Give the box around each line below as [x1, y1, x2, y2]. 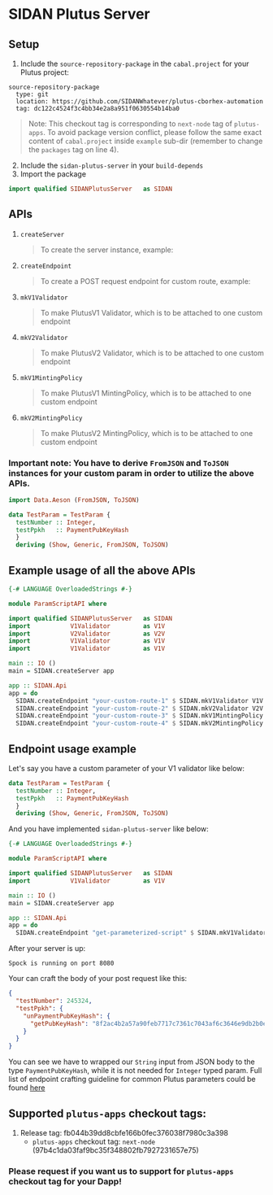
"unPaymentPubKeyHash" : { [23, 1012, 111, 1020]
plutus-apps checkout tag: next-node [32, 1136, 156, 1147]
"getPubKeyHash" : [29, 1019, 89, 1027]
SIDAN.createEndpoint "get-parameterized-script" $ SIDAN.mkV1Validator [15, 929, 267, 937]
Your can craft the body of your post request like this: [8, 974, 188, 983]
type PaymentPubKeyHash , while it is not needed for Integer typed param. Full [8, 1066, 262, 1075]
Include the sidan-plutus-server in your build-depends [19, 160, 204, 170]
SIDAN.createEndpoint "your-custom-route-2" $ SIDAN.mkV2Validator [15, 704, 249, 713]
